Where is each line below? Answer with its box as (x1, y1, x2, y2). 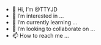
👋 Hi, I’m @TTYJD (12, 6, 58, 13)
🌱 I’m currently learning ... (12, 19, 78, 26)
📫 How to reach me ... (12, 32, 69, 39)
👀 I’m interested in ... (12, 12, 64, 19)
